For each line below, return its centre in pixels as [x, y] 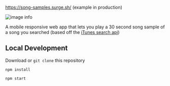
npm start [16, 78]
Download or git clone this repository [45, 60]
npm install [18, 70]
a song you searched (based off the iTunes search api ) [63, 32]
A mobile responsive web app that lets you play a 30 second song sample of [85, 27]
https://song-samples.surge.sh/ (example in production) [64, 7]
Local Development [37, 48]
